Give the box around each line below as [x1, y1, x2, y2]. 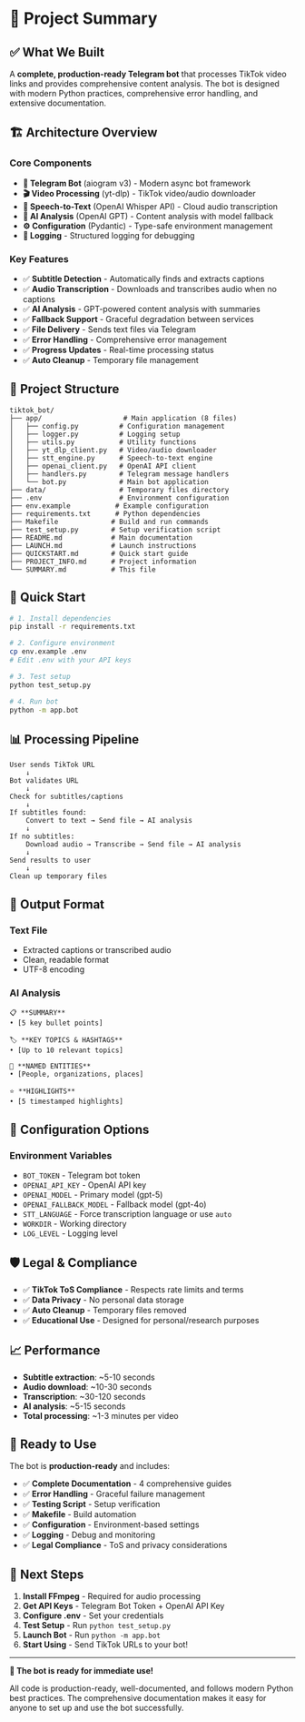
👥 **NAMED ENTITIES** [9, 1062, 92, 1071]
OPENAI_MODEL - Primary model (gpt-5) [22, 1189, 163, 1200]
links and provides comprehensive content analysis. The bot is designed [9, 78, 280, 89]
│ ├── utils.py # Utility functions [9, 437, 197, 447]
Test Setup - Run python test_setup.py [22, 1620, 171, 1631]
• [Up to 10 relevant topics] [9, 1046, 124, 1055]
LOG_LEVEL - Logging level [22, 1228, 118, 1239]
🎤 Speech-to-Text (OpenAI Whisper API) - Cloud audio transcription [22, 200, 279, 212]
